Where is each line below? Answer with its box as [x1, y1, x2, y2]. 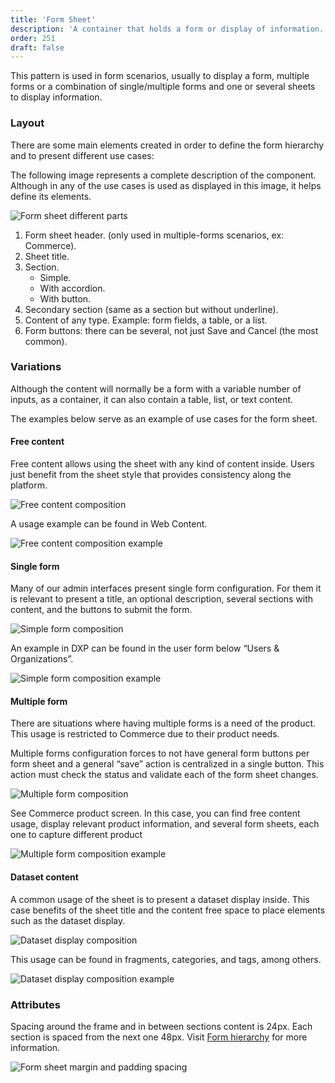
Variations [10, 360, 62, 374]
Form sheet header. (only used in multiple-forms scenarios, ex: [24, 229, 285, 241]
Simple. [39, 271, 72, 283]
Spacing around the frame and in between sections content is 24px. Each [10, 1020, 313, 1032]
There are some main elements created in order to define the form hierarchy [10, 139, 325, 151]
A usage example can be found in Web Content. [10, 518, 208, 530]
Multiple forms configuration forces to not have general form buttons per [10, 747, 310, 760]
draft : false [10, 42, 65, 53]
